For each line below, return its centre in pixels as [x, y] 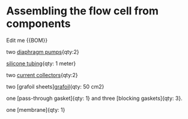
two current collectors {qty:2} [42, 75]
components [38, 24]
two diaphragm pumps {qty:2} [43, 51]
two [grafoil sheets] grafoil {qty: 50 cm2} [55, 86]
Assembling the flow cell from [83, 11]
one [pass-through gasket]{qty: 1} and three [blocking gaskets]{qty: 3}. [94, 98]
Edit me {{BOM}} [27, 40]
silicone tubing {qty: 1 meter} [41, 63]
